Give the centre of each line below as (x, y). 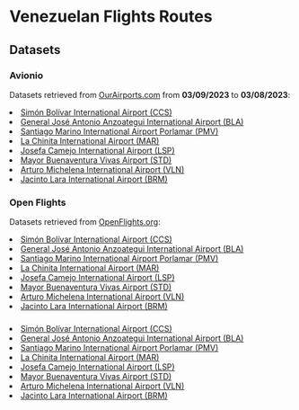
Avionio (26, 76)
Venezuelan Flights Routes (111, 17)
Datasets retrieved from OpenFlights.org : (85, 222)
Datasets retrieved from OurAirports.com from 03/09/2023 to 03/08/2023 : (150, 94)
